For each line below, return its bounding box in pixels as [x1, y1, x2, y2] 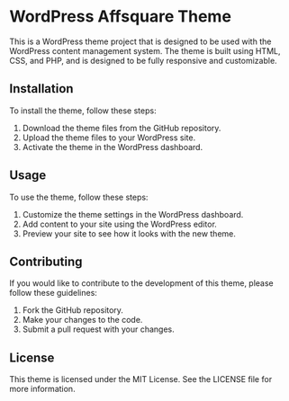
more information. [9, 384, 76, 395]
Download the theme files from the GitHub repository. [22, 122, 221, 133]
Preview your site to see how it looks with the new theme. [22, 227, 237, 239]
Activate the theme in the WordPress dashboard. [22, 141, 203, 152]
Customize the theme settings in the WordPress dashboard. [22, 209, 244, 219]
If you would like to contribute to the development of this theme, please [9, 278, 275, 289]
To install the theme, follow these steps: [9, 105, 157, 116]
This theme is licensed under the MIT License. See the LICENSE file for [9, 374, 273, 385]
